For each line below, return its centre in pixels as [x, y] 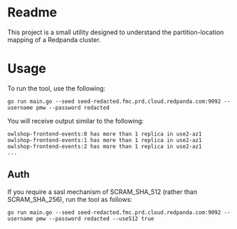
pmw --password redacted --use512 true [95, 218]
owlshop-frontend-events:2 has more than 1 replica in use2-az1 [105, 146]
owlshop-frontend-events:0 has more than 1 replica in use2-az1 [105, 134]
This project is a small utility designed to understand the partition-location [116, 32]
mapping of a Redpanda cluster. [54, 39]
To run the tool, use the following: [57, 88]
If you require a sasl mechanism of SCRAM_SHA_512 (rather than [102, 192]
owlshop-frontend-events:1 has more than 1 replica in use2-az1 [105, 140]
